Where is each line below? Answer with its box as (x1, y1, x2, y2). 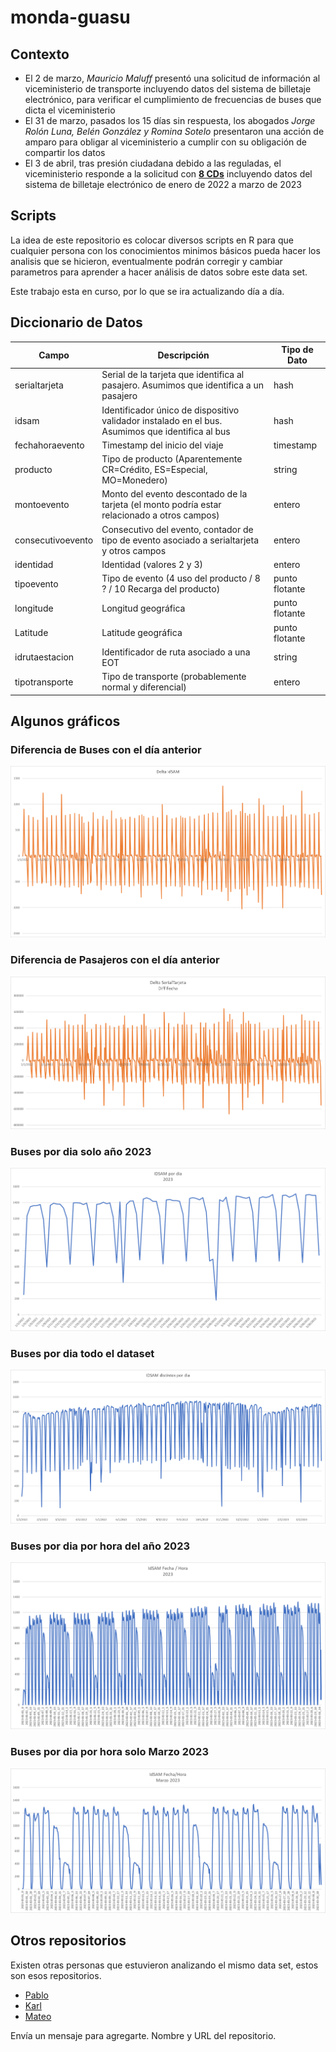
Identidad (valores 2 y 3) (101, 558, 203, 570)
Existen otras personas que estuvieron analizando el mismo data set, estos (10, 1959, 319, 1971)
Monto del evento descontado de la (101, 488, 248, 500)
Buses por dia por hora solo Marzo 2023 (10, 1745, 209, 1759)
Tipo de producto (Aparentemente (101, 453, 243, 465)
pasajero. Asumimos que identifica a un (101, 379, 264, 391)
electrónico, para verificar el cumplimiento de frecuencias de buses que (24, 94, 322, 105)
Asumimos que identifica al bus (101, 425, 231, 437)
